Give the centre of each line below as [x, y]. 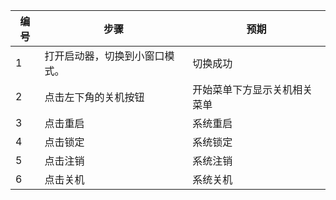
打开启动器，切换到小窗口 [104, 56]
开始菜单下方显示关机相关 [252, 89]
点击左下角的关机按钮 [94, 97]
